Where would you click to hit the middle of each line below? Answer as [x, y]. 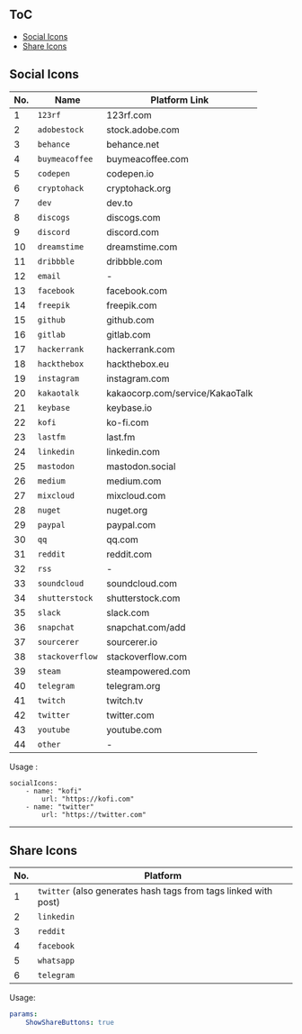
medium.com [134, 481]
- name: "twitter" [60, 807]
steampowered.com [148, 671]
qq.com [123, 540]
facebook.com [137, 290]
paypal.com [131, 524]
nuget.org [127, 510]
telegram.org [133, 685]
